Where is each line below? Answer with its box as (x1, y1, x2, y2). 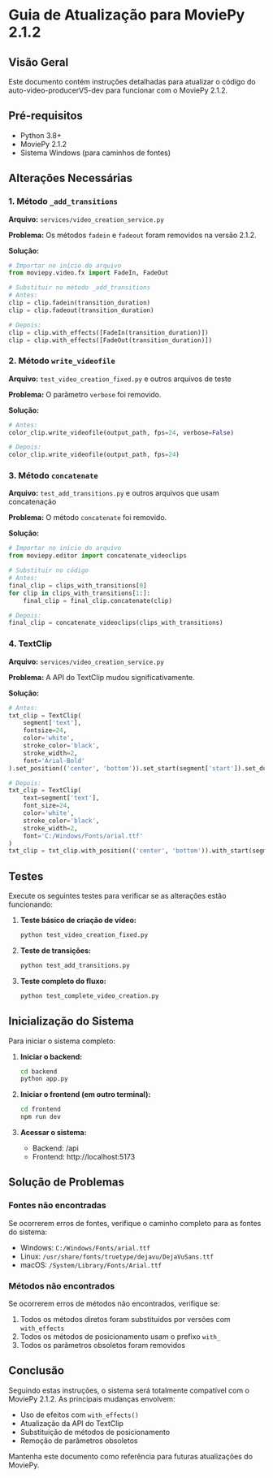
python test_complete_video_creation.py (19, 991, 159, 1000)
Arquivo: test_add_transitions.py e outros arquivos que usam (8, 488, 219, 498)
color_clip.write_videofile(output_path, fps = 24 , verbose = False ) (8, 428, 234, 436)
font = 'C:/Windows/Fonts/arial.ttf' (23, 831, 144, 840)
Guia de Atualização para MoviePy (8, 6, 245, 24)
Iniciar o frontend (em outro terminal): (19, 1090, 151, 1099)
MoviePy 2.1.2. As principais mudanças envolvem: (8, 1393, 176, 1403)
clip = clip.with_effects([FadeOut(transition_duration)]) (8, 336, 213, 345)
